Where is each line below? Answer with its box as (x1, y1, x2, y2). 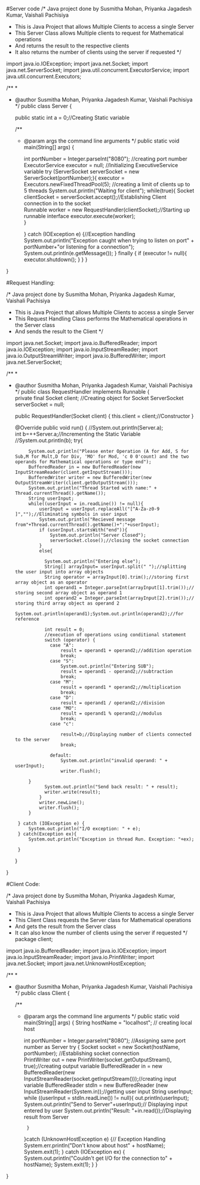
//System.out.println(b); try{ (14, 437, 83, 444)
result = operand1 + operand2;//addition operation (60, 648, 192, 654)
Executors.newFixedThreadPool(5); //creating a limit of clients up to (23, 181, 190, 188)
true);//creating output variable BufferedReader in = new (23, 1063, 163, 1069)
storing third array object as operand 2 (14, 600, 119, 606)
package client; (14, 936, 53, 942)
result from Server (23, 1114, 69, 1120)
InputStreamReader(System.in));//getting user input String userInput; (23, 1088, 193, 1095)
